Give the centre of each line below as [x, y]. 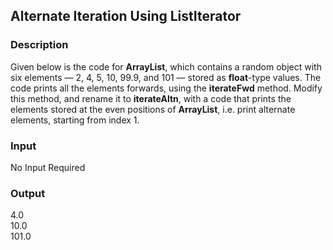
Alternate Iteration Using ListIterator [126, 16]
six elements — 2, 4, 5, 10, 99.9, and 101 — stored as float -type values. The [166, 77]
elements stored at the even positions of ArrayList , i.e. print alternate [153, 109]
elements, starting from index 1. [75, 120]
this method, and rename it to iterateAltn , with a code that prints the [151, 98]
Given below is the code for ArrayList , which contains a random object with [166, 66]
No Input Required [48, 167]
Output [28, 193]
